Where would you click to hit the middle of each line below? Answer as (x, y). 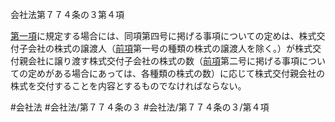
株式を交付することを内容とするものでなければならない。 (128, 86)
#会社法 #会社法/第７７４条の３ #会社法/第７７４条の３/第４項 (140, 107)
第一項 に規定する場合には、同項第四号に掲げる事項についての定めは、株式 (163, 36)
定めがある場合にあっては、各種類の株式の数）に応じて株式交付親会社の (176, 73)
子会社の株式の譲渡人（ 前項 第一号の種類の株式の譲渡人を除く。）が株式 (165, 48)
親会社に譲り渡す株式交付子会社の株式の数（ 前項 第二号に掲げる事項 (159, 61)
